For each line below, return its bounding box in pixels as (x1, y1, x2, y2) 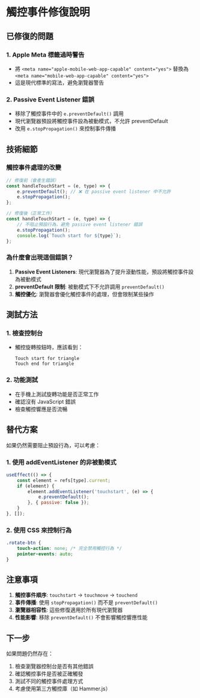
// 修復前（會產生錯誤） (6, 177, 59, 183)
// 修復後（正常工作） (6, 210, 55, 217)
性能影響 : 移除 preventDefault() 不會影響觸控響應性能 (14, 614, 148, 621)
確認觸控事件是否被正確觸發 (14, 670, 84, 678)
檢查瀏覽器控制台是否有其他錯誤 (14, 663, 94, 670)
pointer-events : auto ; (17, 551, 73, 557)
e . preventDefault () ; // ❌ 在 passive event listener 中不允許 (17, 189, 171, 195)
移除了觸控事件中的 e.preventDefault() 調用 (14, 110, 124, 117)
